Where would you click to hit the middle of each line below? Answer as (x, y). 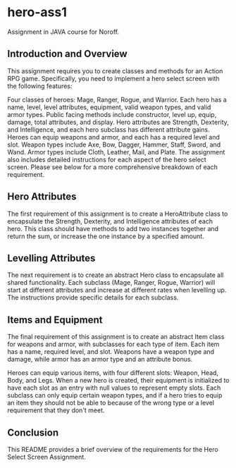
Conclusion (33, 432)
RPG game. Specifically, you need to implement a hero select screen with (113, 78)
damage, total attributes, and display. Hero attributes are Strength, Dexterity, (118, 122)
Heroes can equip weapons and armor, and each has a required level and (114, 137)
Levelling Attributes (51, 258)
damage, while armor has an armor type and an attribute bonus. (100, 359)
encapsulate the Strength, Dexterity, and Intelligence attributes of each (110, 221)
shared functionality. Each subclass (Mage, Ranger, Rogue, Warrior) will (111, 283)
